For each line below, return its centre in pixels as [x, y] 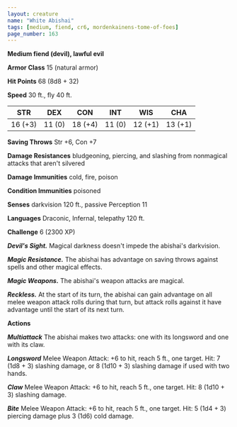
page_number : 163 [33, 34]
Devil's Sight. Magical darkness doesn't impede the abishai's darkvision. [114, 246]
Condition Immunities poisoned [54, 191]
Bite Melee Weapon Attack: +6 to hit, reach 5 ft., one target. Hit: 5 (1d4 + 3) [117, 409]
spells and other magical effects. [55, 267]
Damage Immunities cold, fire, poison [63, 177]
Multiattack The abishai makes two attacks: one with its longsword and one [118, 337]
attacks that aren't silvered [46, 163]
